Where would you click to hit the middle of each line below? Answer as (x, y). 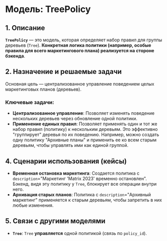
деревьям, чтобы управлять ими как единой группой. (70, 145)
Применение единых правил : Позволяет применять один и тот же (85, 124)
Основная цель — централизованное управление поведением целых (80, 84)
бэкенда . (15, 56)
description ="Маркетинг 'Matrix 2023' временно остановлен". (80, 178)
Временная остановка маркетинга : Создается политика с (76, 173)
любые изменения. (33, 205)
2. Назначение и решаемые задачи (64, 72)
